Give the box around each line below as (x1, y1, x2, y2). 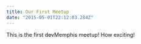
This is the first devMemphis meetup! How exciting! (6, 31, 135, 38)
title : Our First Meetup (6, 8, 69, 15)
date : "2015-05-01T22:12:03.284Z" (6, 14, 94, 20)
